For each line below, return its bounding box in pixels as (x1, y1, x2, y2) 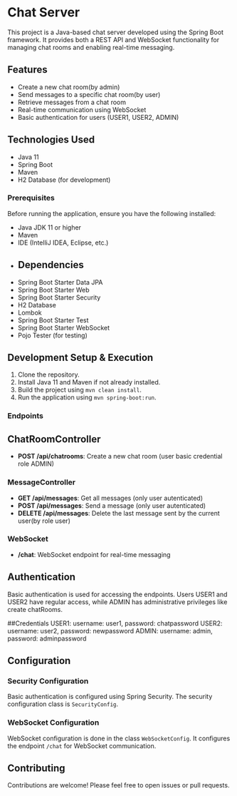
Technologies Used (7, 133, 95, 146)
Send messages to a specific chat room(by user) (17, 90, 161, 98)
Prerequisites (7, 193, 55, 203)
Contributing (7, 762, 65, 774)
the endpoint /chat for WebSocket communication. (7, 741, 157, 750)
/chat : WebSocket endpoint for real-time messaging (17, 550, 171, 558)
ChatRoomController (7, 433, 101, 445)
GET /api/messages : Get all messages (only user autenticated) (17, 494, 204, 502)
